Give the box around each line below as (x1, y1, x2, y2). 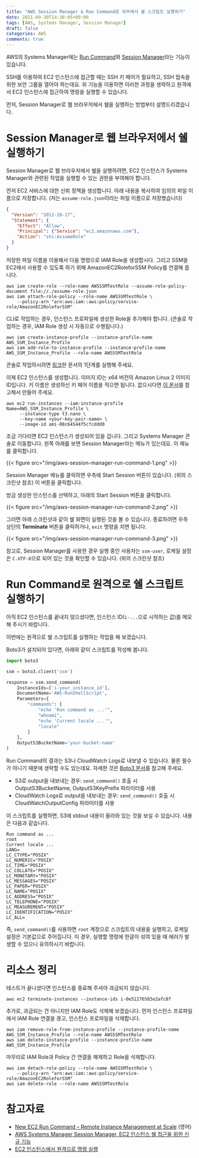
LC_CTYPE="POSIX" (6, 852, 49, 858)
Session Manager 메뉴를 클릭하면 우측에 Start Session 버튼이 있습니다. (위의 (6, 471, 186, 478)
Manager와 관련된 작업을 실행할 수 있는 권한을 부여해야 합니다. (6, 174, 151, 181)
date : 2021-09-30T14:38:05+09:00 (6, 14, 89, 20)
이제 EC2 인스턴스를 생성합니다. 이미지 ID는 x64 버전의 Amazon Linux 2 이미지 (6, 374, 191, 381)
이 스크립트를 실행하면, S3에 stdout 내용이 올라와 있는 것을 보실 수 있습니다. (6, 812, 182, 819)
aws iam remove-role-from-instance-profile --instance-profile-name (6, 1026, 179, 1033)
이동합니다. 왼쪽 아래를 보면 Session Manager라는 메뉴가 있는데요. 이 (17, 440, 179, 447)
